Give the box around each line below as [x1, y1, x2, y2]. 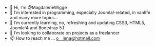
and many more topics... [9, 15, 58, 20]
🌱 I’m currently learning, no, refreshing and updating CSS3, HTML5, [9, 20, 146, 25]
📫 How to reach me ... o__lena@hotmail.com [9, 35, 100, 41]
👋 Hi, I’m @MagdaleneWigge [9, 5, 67, 10]
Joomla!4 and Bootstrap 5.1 [9, 25, 65, 31]
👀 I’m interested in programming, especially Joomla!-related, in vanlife [9, 10, 151, 15]
